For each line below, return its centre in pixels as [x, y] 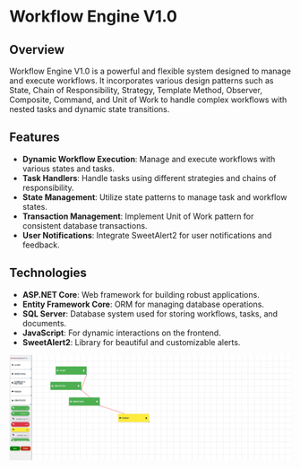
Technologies [48, 273]
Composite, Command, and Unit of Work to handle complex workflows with [148, 100]
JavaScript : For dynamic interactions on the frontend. [121, 333]
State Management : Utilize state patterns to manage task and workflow [154, 197]
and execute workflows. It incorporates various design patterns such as [141, 81]
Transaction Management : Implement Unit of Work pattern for [138, 216]
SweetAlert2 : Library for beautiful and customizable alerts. [131, 342]
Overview [37, 50]
